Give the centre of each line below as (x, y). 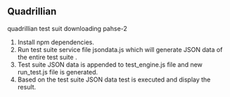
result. (27, 86)
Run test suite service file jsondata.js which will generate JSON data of (120, 49)
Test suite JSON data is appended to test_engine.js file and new (110, 64)
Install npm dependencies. (56, 42)
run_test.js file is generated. (58, 72)
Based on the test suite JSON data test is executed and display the (114, 79)
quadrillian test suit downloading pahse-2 (68, 28)
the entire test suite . (47, 57)
